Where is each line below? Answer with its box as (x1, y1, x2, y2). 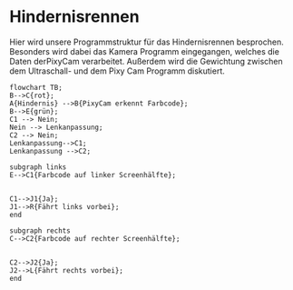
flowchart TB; (9, 83, 63, 92)
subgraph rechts (9, 225, 71, 235)
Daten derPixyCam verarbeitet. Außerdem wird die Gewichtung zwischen (9, 55, 283, 66)
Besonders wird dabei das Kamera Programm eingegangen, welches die (9, 45, 279, 56)
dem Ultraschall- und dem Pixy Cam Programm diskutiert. (9, 65, 225, 76)
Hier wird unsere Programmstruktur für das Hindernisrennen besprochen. (9, 36, 284, 47)
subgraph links (9, 162, 67, 172)
